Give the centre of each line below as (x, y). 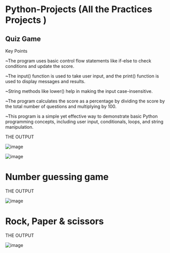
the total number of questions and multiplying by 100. (61, 106)
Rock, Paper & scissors (55, 221)
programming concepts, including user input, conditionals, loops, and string (84, 122)
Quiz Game (23, 39)
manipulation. (20, 127)
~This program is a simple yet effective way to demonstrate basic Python (82, 116)
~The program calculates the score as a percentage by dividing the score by (85, 101)
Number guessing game (57, 177)
